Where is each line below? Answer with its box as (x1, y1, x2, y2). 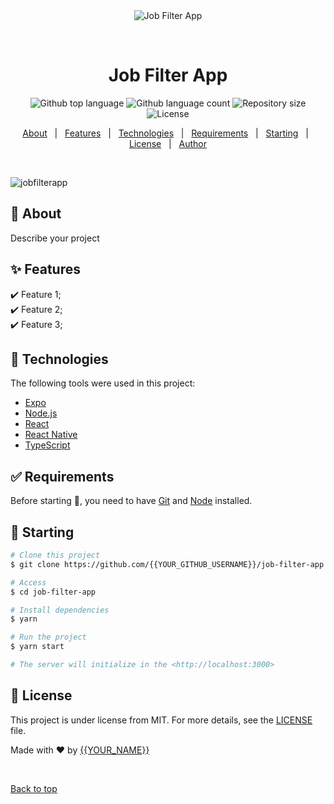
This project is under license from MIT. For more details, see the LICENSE (10, 714, 313, 726)
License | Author (128, 137, 208, 149)
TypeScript (24, 439, 71, 451)
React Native (24, 429, 78, 441)
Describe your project (10, 232, 100, 244)
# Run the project (10, 632, 87, 643)
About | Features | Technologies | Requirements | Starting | (22, 127, 309, 139)
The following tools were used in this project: (10, 377, 196, 389)
